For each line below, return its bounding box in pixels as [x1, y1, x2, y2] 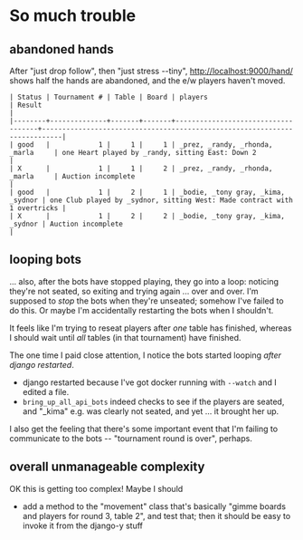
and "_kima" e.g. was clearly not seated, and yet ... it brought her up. [22, 405, 279, 417]
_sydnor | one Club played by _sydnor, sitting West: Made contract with [9, 196, 294, 205]
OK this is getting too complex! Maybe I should [9, 483, 184, 494]
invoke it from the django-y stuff [22, 520, 143, 531]
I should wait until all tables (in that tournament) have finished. [9, 332, 241, 342]
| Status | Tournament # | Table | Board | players [9, 92, 208, 101]
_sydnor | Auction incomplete [9, 219, 124, 228]
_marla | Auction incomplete [9, 172, 136, 181]
